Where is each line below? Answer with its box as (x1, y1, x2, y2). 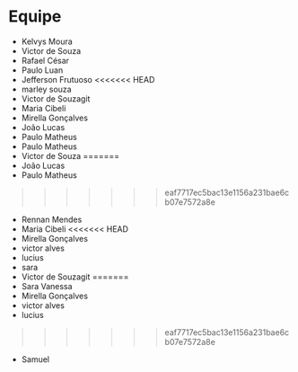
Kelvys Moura (21, 36, 73, 47)
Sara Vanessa (21, 280, 73, 291)
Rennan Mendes (21, 214, 83, 225)
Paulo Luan (21, 65, 64, 75)
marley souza (21, 84, 73, 94)
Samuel (21, 353, 50, 365)
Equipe (8, 6, 62, 27)
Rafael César (21, 55, 69, 66)
